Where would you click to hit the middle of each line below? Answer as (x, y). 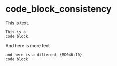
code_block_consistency (58, 9)
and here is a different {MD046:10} (44, 55)
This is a (16, 32)
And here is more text (28, 45)
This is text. (17, 23)
